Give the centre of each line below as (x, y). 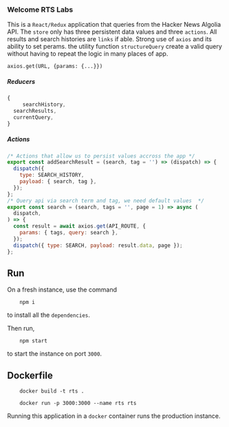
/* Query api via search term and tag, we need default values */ (106, 201)
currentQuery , (33, 117)
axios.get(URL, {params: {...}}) (55, 67)
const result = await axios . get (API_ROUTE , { (80, 226)
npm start (34, 341)
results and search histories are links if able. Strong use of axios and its (109, 39)
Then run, (21, 329)
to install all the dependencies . (49, 315)
